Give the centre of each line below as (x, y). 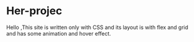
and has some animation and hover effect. (59, 33)
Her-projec (34, 11)
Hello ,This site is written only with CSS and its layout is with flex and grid (97, 27)
